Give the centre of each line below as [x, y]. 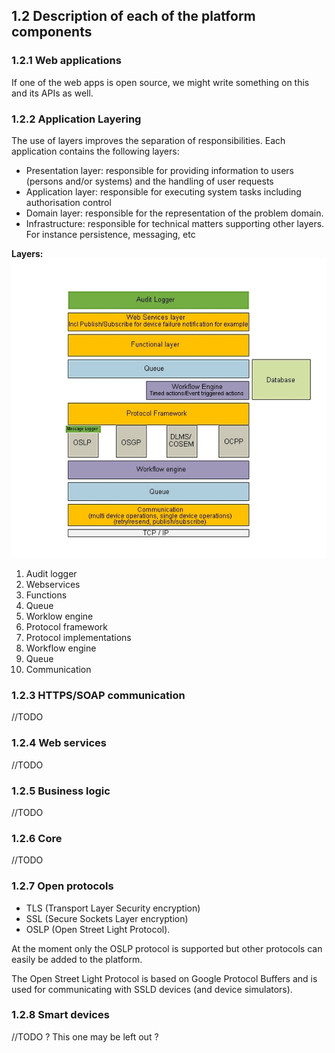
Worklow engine [59, 616]
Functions [46, 595]
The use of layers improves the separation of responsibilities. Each [148, 140]
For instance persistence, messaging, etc [110, 234]
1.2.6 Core [37, 838]
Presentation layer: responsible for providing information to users [159, 170]
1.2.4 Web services [59, 743]
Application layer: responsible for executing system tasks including [163, 191]
